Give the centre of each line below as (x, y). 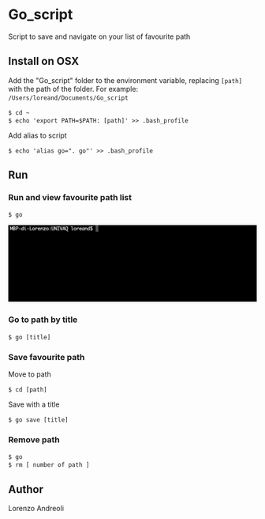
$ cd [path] (28, 390)
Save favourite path (47, 357)
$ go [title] (30, 337)
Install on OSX (44, 61)
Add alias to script (37, 135)
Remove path (34, 439)
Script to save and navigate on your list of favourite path (99, 36)
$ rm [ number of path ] (49, 465)
